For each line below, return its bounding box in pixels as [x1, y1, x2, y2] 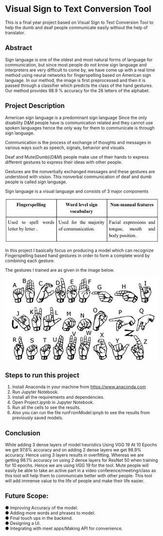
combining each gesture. [5, 258, 55, 263]
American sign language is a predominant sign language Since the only [5, 114, 147, 120]
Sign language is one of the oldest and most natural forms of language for [5, 57, 153, 63]
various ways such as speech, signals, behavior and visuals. [5, 145, 126, 150]
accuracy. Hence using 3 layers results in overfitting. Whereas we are [5, 452, 144, 458]
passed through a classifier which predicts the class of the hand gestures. [5, 82, 153, 88]
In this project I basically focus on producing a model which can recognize [5, 247, 154, 253]
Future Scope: [5, 492, 49, 500]
